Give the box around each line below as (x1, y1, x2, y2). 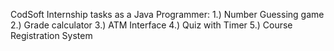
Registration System (10, 30, 93, 41)
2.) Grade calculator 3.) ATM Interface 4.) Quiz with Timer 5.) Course (10, 19, 293, 31)
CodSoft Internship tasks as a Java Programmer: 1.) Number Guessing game (10, 9, 325, 20)
